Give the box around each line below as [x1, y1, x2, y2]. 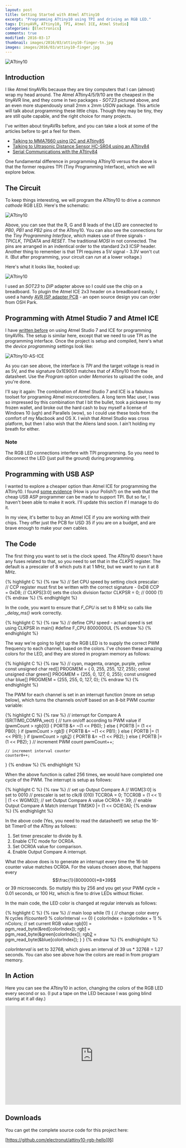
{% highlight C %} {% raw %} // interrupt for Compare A [5, 712, 121, 718]
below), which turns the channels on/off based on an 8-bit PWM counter [5, 697, 155, 703]
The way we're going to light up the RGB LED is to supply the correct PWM [5, 640, 159, 646]
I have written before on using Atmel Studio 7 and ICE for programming [5, 327, 152, 334]
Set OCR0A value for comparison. [12, 843, 83, 849]
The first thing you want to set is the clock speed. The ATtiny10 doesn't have [5, 553, 163, 559]
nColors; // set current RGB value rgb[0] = [5, 920, 92, 926]
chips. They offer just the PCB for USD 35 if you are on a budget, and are [5, 520, 156, 526]
